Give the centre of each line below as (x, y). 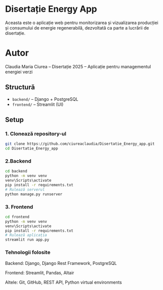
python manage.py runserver (34, 194)
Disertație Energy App (51, 9)
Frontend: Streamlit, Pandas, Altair (40, 273)
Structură (20, 87)
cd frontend (17, 217)
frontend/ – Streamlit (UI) (38, 104)
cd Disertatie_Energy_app (31, 148)
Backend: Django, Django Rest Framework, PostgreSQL (61, 263)
